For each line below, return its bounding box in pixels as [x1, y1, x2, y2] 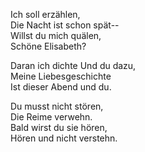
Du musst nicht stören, [10, 100, 104, 112]
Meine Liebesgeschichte [10, 70, 112, 82]
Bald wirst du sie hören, [10, 122, 108, 133]
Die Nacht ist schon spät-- [10, 19, 120, 31]
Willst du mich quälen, [10, 30, 102, 41]
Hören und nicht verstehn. [10, 132, 118, 144]
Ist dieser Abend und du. [10, 81, 112, 93]
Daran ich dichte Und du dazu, [10, 60, 137, 71]
